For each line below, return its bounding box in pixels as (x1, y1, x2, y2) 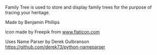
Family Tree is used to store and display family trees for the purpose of (5, 4, 152, 10)
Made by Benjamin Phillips (5, 19, 60, 25)
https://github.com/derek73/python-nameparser (5, 44, 106, 49)
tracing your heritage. (5, 9, 50, 15)
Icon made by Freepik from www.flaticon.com (5, 29, 100, 34)
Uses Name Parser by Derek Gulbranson (5, 38, 90, 44)
